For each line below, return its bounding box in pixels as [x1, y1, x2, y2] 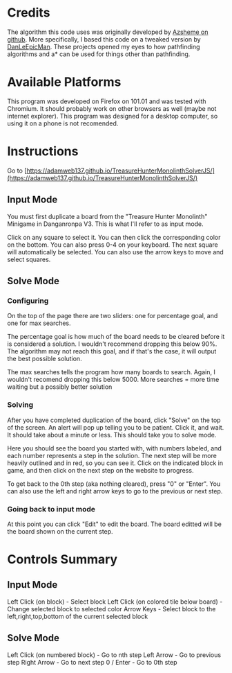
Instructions [7, 143, 79, 159]
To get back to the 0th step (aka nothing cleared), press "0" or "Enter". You [7, 480, 221, 488]
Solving [7, 400, 34, 410]
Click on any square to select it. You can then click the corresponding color [7, 233, 221, 241]
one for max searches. [7, 319, 71, 327]
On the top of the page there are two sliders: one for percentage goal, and [7, 312, 218, 320]
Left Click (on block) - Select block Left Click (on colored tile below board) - [7, 597, 223, 606]
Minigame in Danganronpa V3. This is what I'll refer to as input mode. [7, 220, 204, 228]
